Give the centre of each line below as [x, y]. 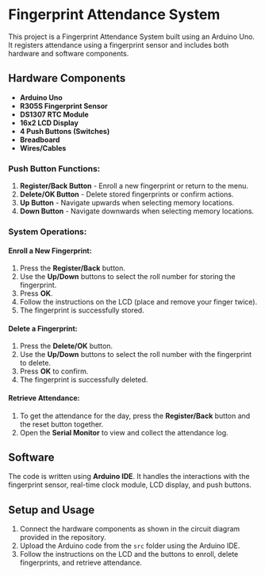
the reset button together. [61, 424]
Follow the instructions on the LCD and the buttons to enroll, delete [129, 554]
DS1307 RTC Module [54, 114]
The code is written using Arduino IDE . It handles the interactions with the [129, 477]
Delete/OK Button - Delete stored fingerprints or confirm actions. [127, 194]
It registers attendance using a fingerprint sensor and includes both [118, 44]
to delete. [35, 363]
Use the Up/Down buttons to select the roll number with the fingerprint [136, 355]
